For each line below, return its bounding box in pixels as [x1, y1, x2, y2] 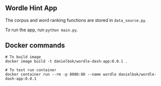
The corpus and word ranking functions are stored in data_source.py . [5, 17, 147, 23]
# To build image [5, 54, 41, 59]
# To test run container [5, 67, 57, 73]
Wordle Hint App [5, 4, 58, 12]
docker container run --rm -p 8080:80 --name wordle [5, 72, 117, 77]
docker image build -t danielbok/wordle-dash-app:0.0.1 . [5, 59, 128, 64]
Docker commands [5, 41, 65, 50]
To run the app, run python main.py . [5, 27, 79, 33]
